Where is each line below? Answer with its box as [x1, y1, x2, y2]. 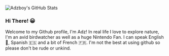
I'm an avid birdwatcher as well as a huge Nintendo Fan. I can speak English [5, 34, 164, 40]
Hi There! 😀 [5, 17, 36, 24]
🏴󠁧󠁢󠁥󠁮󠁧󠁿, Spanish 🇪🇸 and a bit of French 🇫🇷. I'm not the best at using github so [5, 39, 161, 45]
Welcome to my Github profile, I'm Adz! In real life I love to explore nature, [5, 29, 159, 35]
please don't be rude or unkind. [5, 45, 71, 51]
